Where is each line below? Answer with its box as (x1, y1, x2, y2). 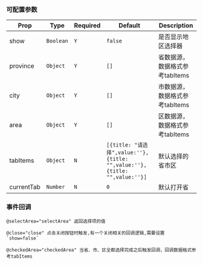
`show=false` (6, 235, 39, 241)
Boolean (46, 38, 68, 45)
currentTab (9, 183, 41, 191)
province (9, 62, 34, 70)
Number (46, 183, 65, 191)
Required (74, 21, 101, 30)
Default (118, 21, 141, 30)
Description (158, 21, 193, 30)
